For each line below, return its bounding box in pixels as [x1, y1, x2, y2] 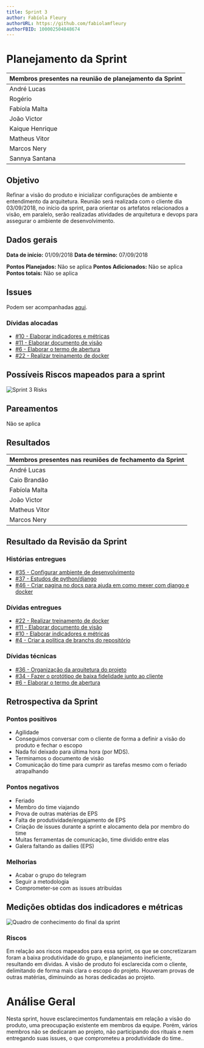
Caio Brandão [9, 476, 49, 485]
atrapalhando [15, 768, 49, 775]
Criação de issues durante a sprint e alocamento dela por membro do [15, 823, 190, 830]
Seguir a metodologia [15, 878, 69, 885]
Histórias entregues [6, 554, 66, 563]
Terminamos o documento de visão [15, 755, 104, 762]
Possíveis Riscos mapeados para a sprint [6, 370, 166, 380]
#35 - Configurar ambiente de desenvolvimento [15, 569, 135, 576]
